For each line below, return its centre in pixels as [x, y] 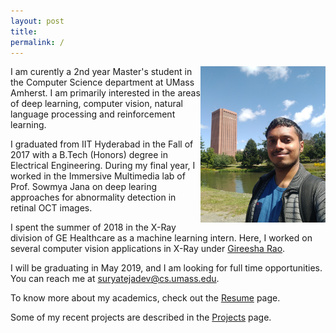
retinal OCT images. [51, 208]
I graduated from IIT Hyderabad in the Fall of [102, 144]
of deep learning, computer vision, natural [96, 104]
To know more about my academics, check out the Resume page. [145, 298]
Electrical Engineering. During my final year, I [103, 166]
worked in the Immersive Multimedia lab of [98, 176]
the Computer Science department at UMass [102, 82]
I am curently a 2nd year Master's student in [101, 72]
